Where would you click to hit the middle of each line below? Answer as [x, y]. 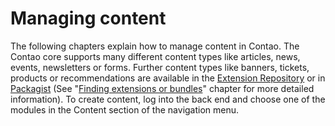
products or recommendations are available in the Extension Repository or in [168, 78]
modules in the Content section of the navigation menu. [125, 109]
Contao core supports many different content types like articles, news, [155, 56]
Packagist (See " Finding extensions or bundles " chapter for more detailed [162, 88]
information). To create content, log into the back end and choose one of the [168, 99]
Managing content [88, 18]
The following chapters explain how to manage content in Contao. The [155, 46]
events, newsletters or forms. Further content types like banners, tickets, [160, 67]
